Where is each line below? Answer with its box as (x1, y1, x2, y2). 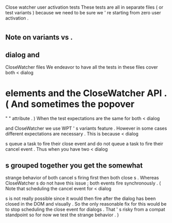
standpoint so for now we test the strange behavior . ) (5, 212, 119, 218)
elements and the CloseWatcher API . (5, 88, 167, 99)
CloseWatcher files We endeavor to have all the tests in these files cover (5, 64, 158, 70)
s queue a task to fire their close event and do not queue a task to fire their (5, 140, 163, 147)
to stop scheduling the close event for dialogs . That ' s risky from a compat (5, 206, 165, 212)
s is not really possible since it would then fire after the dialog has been (5, 195, 156, 201)
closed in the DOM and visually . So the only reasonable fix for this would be (5, 200, 167, 207)
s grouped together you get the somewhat (5, 161, 143, 170)
